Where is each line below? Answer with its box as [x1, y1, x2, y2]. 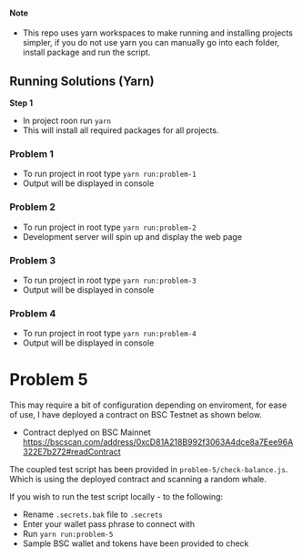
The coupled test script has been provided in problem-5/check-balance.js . [9, 464, 288, 475]
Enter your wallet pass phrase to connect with [22, 519, 196, 530]
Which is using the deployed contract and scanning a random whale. [9, 474, 267, 485]
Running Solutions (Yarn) [9, 73, 155, 88]
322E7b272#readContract [22, 447, 121, 458]
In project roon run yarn [22, 115, 112, 127]
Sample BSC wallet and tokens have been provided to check [22, 538, 249, 549]
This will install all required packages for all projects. [22, 125, 219, 136]
